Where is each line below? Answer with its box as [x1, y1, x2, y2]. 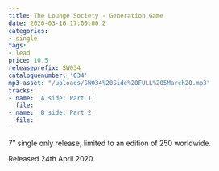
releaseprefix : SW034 [8, 64, 81, 72]
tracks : [8, 86, 35, 95]
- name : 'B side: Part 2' [8, 109, 95, 117]
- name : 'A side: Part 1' [8, 94, 95, 102]
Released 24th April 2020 [8, 153, 93, 163]
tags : [8, 42, 27, 50]
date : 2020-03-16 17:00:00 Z [8, 19, 106, 27]
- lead [8, 49, 31, 57]
